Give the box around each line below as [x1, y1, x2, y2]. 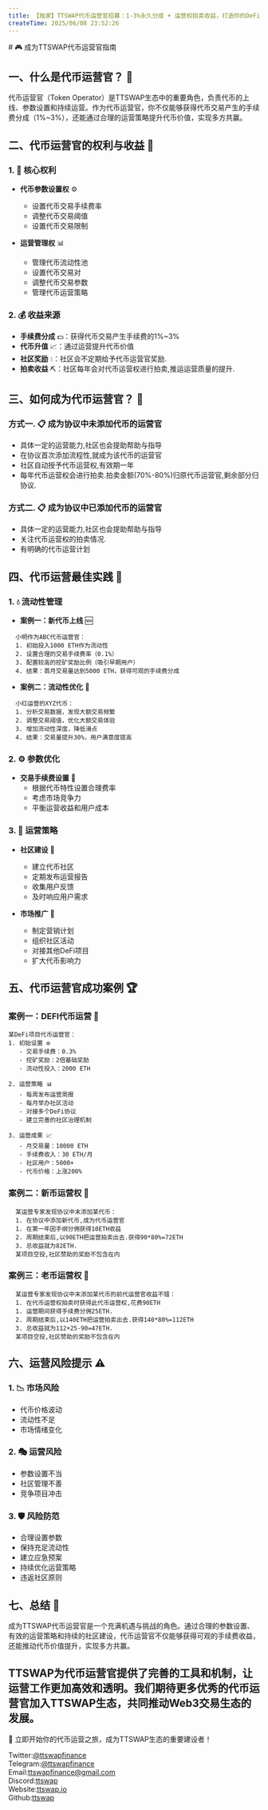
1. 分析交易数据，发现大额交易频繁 [15, 708, 116, 716]
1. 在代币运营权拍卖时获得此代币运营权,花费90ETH [15, 1299, 161, 1307]
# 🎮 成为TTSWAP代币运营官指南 [8, 42, 117, 52]
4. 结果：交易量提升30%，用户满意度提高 [15, 733, 132, 742]
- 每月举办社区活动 [18, 1100, 74, 1108]
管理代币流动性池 [31, 257, 89, 267]
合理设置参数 [19, 1533, 62, 1542]
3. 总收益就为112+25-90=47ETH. [15, 1324, 113, 1332]
